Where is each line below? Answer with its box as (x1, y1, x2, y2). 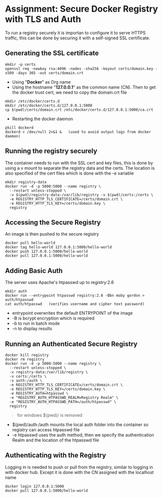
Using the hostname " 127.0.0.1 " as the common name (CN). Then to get (12, 84, 156, 90)
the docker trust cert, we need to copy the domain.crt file (12, 89, 127, 95)
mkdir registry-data (5, 179, 47, 184)
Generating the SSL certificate (5, 49, 99, 57)
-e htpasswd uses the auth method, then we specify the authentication (12, 432, 154, 438)
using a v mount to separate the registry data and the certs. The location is (5, 165, 155, 171)
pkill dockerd (5, 125, 34, 130)
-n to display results (12, 326, 53, 332)
